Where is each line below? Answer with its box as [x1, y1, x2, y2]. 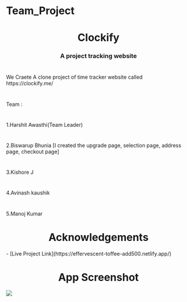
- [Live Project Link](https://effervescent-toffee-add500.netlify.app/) [6, 250, 172, 257]
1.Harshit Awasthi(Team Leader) [6, 121, 83, 128]
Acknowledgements [48, 230, 149, 244]
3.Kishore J [6, 169, 34, 176]
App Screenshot [58, 270, 139, 284]
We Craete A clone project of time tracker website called [6, 73, 143, 80]
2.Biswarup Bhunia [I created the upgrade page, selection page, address [6, 142, 182, 149]
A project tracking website [60, 52, 137, 60]
